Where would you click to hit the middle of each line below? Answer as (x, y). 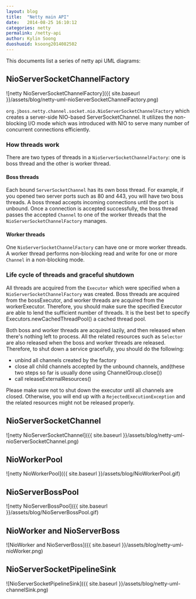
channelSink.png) (27, 590)
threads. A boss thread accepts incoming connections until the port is (90, 202)
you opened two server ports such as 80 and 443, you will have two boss (94, 196)
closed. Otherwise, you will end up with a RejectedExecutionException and (96, 396)
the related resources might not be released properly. (70, 402)
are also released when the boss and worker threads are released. (86, 342)
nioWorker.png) (25, 551)
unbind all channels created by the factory (66, 360)
